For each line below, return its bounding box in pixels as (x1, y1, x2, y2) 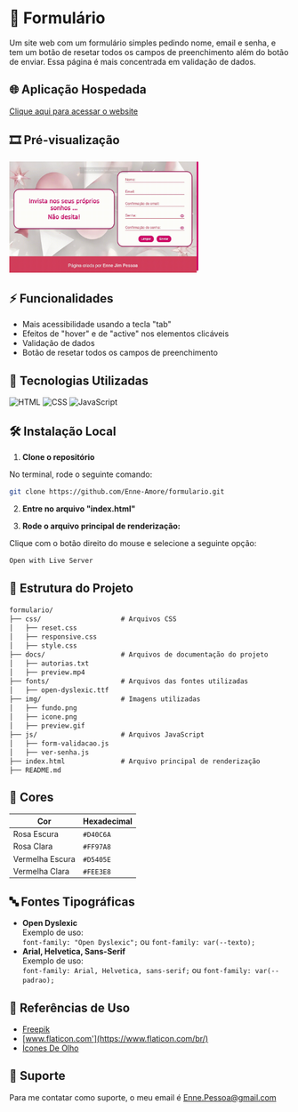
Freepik (21, 1024, 51, 1035)
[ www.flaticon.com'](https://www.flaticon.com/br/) (21, 1034, 209, 1044)
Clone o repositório (21, 452, 95, 462)
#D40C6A (83, 831, 111, 840)
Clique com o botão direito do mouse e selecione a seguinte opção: (9, 537, 257, 548)
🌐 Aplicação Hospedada (9, 82, 147, 97)
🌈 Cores (9, 789, 54, 804)
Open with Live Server (9, 556, 93, 565)
